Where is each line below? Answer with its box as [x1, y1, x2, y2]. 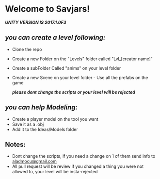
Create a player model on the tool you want [12, 116, 98, 122]
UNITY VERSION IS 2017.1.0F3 [5, 19, 66, 25]
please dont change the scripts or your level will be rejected [12, 89, 135, 95]
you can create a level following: [5, 33, 106, 42]
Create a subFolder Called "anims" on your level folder [12, 65, 121, 71]
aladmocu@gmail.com [12, 159, 57, 164]
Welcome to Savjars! [5, 3, 90, 15]
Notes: [5, 140, 26, 148]
